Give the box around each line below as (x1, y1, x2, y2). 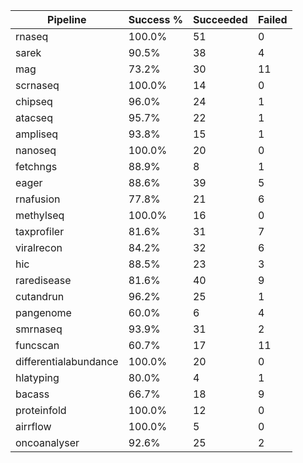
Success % (128, 13, 183, 26)
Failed (257, 13, 288, 26)
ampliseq (15, 127, 59, 141)
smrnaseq (15, 322, 63, 336)
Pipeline (47, 13, 87, 26)
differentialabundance (15, 355, 119, 368)
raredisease (15, 274, 72, 287)
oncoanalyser (15, 436, 80, 449)
